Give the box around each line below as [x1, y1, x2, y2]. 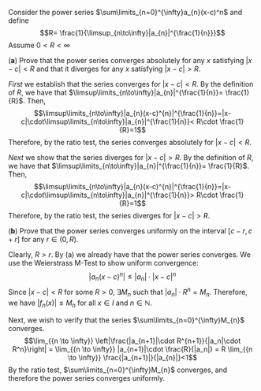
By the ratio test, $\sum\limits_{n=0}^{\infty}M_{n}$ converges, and [8, 365, 228, 374]
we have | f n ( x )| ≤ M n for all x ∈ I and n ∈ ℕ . [8, 298, 152, 309]
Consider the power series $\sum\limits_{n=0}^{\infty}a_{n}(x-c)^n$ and [8, 8, 243, 17]
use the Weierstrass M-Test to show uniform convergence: [8, 259, 199, 267]
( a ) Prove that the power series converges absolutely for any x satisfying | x [8, 56, 252, 65]
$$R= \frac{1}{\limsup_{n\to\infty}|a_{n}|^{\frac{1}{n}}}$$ [39, 28, 226, 37]
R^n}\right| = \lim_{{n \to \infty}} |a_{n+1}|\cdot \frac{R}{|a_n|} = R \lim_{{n [12, 344, 253, 354]
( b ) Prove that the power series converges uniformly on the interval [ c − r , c [8, 226, 252, 236]
